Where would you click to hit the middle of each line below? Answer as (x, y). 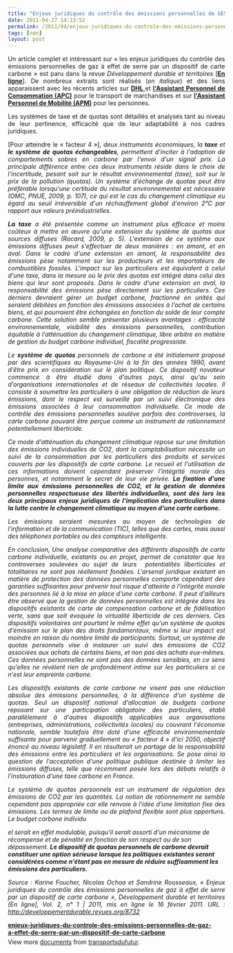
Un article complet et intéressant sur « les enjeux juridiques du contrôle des (116, 59)
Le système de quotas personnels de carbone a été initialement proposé (117, 355)
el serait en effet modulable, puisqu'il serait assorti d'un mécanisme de (109, 832)
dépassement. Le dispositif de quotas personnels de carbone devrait (108, 847)
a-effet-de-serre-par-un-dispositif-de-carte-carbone (87, 933)
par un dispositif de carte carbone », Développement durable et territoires (116, 897)
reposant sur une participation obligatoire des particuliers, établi (116, 710)
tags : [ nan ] (25, 33)
